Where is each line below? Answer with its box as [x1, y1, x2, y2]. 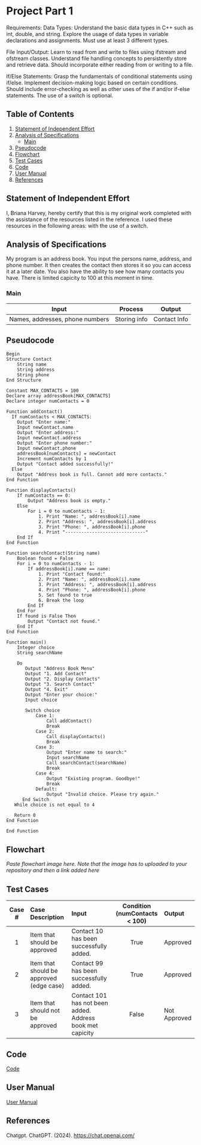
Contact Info [153, 315, 188, 323]
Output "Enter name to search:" [46, 750, 127, 756]
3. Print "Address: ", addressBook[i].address [38, 582, 157, 588]
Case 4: [35, 771, 55, 777]
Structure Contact [6, 357, 52, 362]
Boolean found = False [17, 555, 74, 561]
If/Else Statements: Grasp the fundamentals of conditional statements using [6, 72, 193, 80]
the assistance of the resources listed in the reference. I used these [6, 216, 172, 223]
